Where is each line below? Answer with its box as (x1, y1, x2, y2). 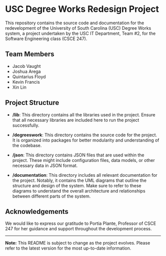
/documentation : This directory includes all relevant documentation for (12, 172, 158, 178)
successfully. (12, 122, 40, 128)
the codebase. (12, 142, 42, 148)
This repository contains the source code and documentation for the (5, 20, 144, 26)
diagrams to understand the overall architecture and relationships (12, 188, 146, 194)
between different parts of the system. (12, 193, 91, 199)
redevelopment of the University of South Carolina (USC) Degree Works (5, 25, 152, 31)
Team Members (5, 50, 54, 58)
